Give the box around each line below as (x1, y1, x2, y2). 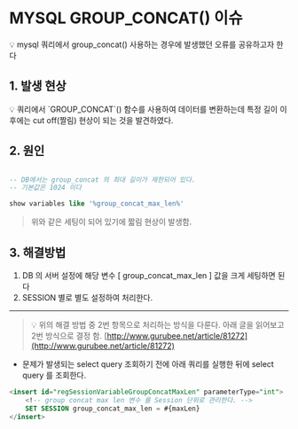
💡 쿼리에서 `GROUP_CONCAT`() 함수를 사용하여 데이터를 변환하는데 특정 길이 (9, 104, 278, 114)
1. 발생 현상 (9, 79, 67, 94)
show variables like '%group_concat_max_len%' (9, 199, 184, 208)
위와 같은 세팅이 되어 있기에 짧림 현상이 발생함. (30, 216, 192, 227)
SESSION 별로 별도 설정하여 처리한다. (21, 292, 153, 302)
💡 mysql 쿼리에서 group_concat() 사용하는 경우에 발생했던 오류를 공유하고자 (9, 39, 275, 50)
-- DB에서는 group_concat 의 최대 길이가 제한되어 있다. (9, 175, 196, 184)
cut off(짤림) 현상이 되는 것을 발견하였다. (32, 114, 174, 125)
